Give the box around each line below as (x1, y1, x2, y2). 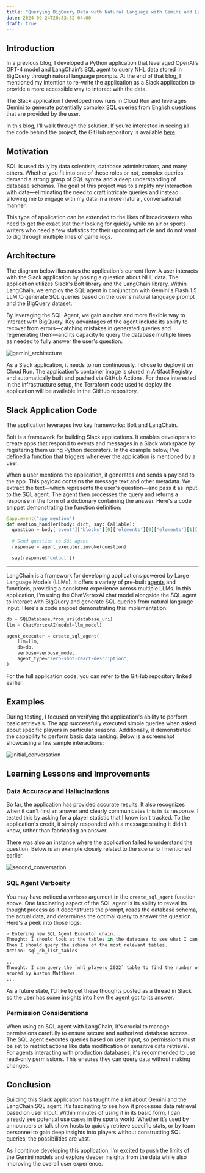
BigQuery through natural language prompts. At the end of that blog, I (6, 72, 181, 80)
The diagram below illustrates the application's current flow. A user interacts (6, 267, 198, 274)
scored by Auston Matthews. (6, 970, 78, 976)
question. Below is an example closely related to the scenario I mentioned (6, 845, 192, 853)
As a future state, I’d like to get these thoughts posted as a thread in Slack (6, 987, 192, 994)
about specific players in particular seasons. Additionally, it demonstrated (6, 726, 191, 733)
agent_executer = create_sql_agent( (6, 633, 99, 639)
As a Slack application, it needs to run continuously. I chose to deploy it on (6, 361, 193, 368)
